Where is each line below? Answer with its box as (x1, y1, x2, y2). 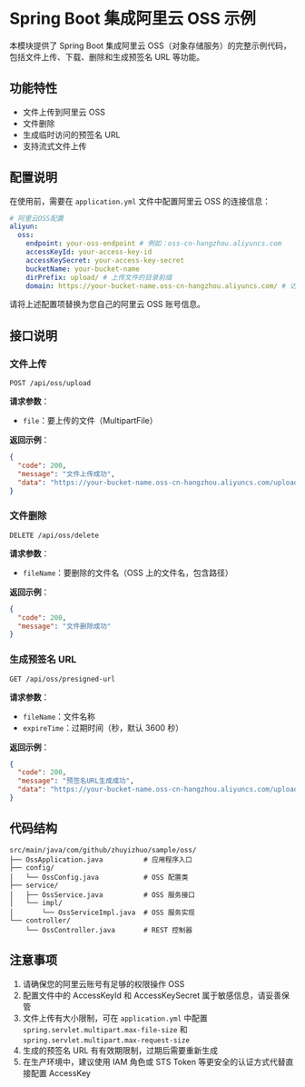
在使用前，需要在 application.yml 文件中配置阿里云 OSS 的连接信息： (9, 195, 271, 206)
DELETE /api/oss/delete (9, 531, 100, 540)
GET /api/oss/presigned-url (9, 674, 116, 683)
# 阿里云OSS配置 (9, 214, 64, 223)
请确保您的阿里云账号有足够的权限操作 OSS (22, 978, 185, 989)
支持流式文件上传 (22, 140, 87, 151)
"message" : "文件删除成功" (17, 622, 112, 631)
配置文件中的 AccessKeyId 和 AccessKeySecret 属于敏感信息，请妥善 (22, 990, 282, 1001)
